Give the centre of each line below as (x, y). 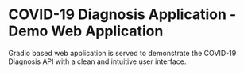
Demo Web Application (86, 31)
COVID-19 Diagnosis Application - (122, 15)
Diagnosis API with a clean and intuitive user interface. (97, 61)
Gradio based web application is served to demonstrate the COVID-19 (122, 53)
